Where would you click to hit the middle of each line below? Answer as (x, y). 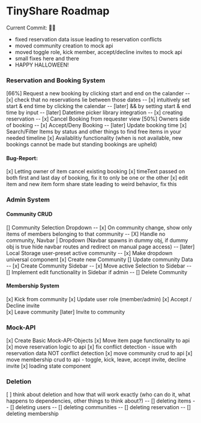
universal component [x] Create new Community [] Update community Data (100, 259)
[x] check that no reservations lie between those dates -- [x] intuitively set (98, 100)
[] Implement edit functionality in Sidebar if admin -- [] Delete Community (97, 272)
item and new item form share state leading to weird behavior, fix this (91, 184)
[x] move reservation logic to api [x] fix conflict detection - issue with (91, 347)
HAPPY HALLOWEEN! (42, 65)
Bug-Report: (22, 158)
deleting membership (32, 414)
